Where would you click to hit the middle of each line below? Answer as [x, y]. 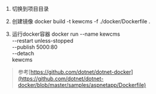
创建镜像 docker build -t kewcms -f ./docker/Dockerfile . [81, 21]
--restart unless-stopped [42, 41]
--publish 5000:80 [35, 47]
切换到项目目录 [30, 9]
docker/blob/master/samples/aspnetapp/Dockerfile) [82, 85]
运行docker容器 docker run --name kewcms [66, 34]
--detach [23, 53]
